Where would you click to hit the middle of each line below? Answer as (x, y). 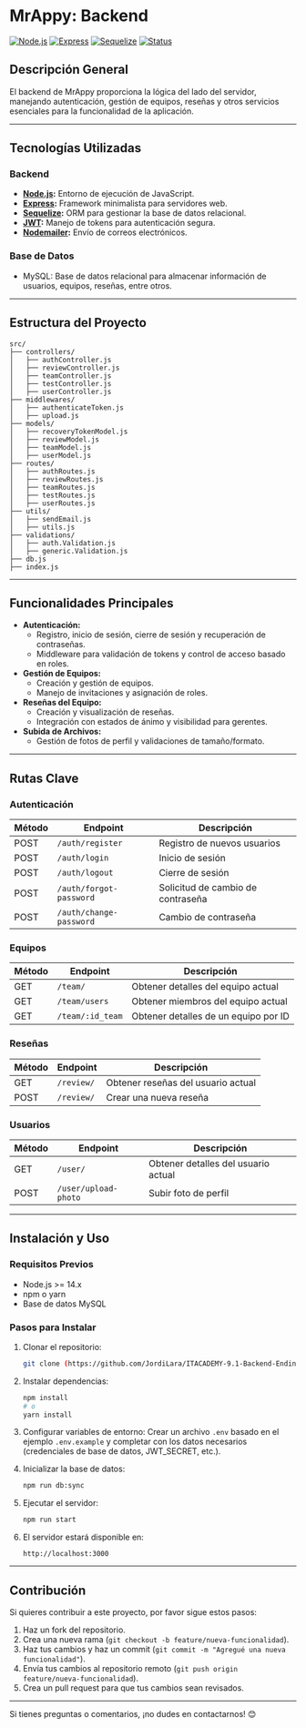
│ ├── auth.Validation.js (63, 543)
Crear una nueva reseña (158, 1097)
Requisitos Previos (51, 1265)
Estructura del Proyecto (78, 323)
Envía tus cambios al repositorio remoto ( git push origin (130, 1668)
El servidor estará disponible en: (83, 1537)
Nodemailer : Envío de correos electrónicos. (105, 232)
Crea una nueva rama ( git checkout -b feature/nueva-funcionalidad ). (156, 1639)
